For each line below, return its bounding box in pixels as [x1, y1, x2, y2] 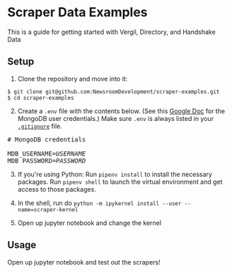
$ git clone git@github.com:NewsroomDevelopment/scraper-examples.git [7, 88, 220, 95]
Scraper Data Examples [7, 4, 148, 21]
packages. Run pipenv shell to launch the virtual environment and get [17, 178, 223, 186]
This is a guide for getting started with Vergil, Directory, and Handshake [7, 28, 216, 36]
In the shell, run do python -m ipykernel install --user [17, 199, 182, 207]
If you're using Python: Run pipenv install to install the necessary [17, 170, 212, 178]
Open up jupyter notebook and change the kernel [17, 219, 161, 227]
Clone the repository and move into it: [17, 74, 128, 83]
